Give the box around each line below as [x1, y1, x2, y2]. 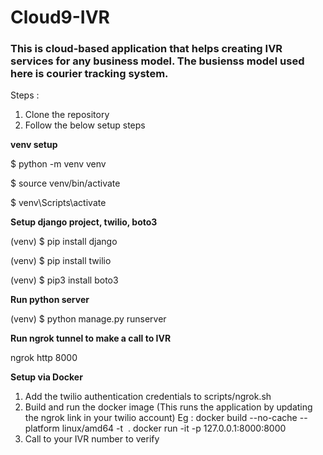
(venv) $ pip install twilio [10, 255, 112, 267]
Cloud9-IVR [10, 6, 110, 29]
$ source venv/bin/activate [10, 177, 121, 190]
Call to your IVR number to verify [24, 433, 160, 445]
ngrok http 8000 [10, 352, 78, 364]
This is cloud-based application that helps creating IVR [10, 42, 283, 56]
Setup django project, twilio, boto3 [10, 216, 158, 228]
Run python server [10, 294, 90, 306]
